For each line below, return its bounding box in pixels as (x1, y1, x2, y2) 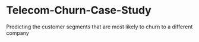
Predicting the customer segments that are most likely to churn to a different (6, 23, 193, 30)
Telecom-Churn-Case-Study (6, 4, 151, 17)
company (6, 29, 30, 36)
